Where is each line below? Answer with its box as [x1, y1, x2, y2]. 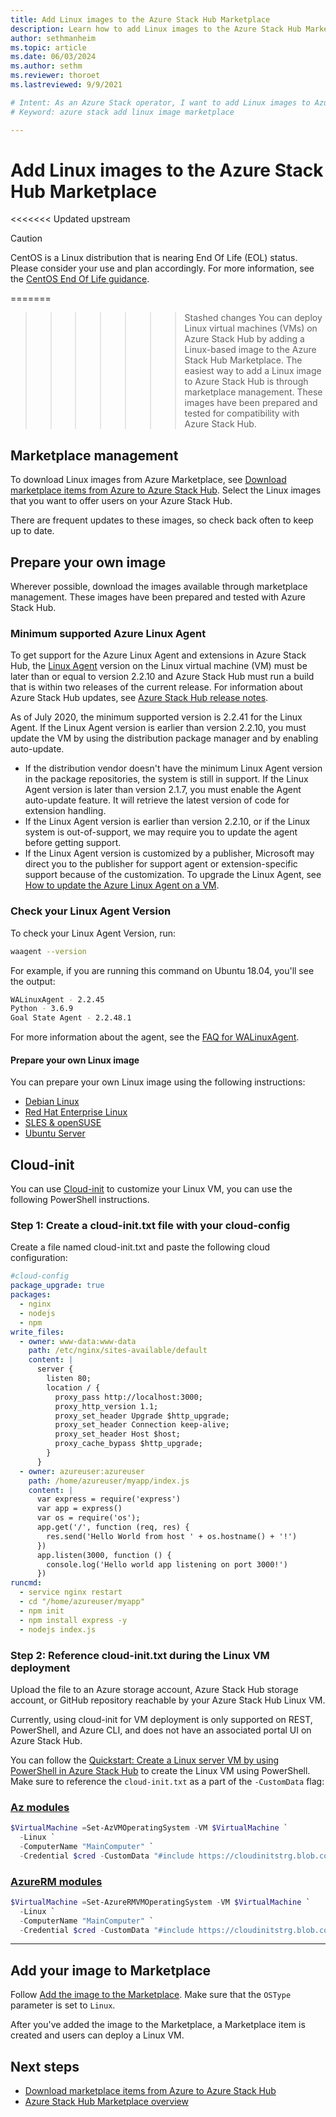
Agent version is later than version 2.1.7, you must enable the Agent [24, 784, 302, 796]
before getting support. [24, 837, 122, 849]
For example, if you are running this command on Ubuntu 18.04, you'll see [10, 964, 315, 976]
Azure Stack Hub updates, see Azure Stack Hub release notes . [10, 692, 269, 704]
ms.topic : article [10, 42, 87, 53]
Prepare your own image [10, 554, 167, 571]
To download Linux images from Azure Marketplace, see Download [10, 474, 287, 486]
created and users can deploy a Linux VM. [10, 2029, 185, 2041]
